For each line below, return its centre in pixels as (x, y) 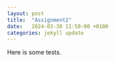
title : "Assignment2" (39, 20)
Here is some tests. (34, 52)
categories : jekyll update (46, 33)
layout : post (26, 13)
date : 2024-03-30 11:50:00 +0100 (58, 26)
